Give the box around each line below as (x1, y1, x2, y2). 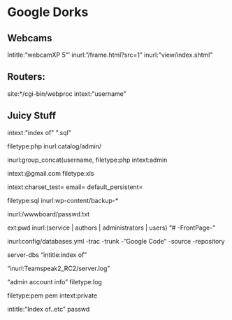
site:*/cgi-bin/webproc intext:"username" (7, 89, 127, 98)
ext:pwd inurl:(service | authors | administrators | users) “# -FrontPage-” (7, 223, 216, 232)
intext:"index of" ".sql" (7, 128, 71, 137)
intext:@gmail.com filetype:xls (7, 169, 94, 177)
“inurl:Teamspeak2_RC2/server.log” (7, 264, 110, 272)
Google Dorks (7, 4, 89, 20)
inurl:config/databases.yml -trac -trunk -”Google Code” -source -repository (7, 237, 225, 245)
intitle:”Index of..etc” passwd (7, 305, 90, 313)
